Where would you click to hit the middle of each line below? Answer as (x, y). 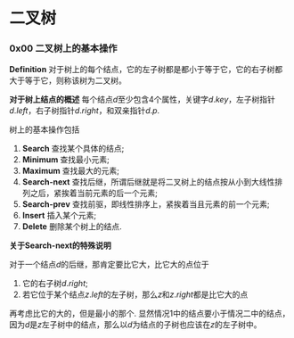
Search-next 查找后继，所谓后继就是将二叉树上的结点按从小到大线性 (148, 182)
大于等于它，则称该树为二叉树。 (68, 80)
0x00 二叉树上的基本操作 (63, 48)
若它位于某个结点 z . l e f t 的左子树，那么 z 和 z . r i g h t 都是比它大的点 (135, 294)
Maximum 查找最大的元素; (71, 171)
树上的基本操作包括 (45, 129)
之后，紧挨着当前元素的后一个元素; (94, 194)
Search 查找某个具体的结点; (73, 149)
